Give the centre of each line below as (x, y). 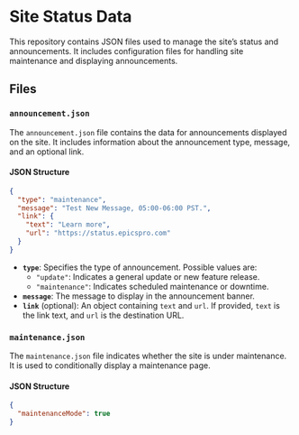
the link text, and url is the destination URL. (103, 315)
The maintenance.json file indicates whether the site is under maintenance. (148, 356)
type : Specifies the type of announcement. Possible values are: (140, 267)
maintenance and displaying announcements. (94, 60)
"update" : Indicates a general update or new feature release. (148, 276)
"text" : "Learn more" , (68, 225)
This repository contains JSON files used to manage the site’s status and (144, 42)
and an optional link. (47, 152)
